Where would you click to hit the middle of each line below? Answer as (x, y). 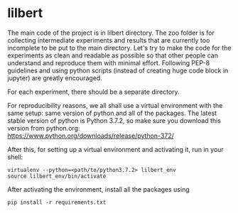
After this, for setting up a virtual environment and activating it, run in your (115, 149)
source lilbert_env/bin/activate (57, 176)
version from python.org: (44, 128)
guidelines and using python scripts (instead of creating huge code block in (118, 70)
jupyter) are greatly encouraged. (55, 78)
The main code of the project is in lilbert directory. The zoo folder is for (111, 33)
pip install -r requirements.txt (57, 202)
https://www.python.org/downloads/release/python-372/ (91, 136)
